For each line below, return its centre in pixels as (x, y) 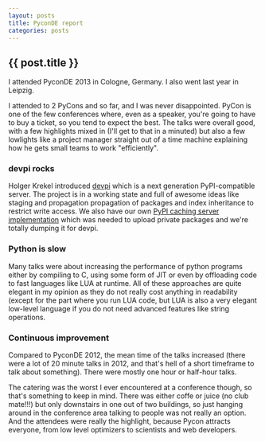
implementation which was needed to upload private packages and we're (129, 220)
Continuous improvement (59, 338)
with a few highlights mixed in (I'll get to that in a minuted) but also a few (127, 131)
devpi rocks (31, 169)
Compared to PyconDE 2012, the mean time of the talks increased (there (127, 355)
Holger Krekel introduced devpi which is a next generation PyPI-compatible (132, 186)
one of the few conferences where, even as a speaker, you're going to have (132, 114)
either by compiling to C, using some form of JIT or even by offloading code (132, 275)
